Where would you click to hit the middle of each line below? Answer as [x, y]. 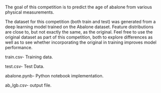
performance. [19, 47]
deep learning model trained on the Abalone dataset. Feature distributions [79, 27]
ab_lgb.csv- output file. [28, 85]
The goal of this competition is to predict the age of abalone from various [79, 7]
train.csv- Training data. [29, 57]
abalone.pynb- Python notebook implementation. [54, 76]
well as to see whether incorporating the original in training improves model [81, 42]
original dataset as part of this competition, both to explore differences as [79, 37]
